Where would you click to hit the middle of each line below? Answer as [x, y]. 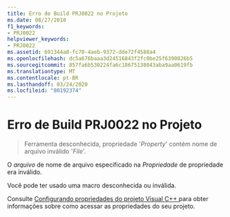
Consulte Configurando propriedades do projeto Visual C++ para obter [108, 199]
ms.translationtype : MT [41, 71]
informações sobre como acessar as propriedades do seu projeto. [101, 206]
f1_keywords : [26, 26]
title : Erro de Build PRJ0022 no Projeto [68, 13]
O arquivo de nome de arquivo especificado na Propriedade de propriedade [115, 165]
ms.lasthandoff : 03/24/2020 [48, 84]
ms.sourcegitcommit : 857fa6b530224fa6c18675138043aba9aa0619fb [100, 65]
